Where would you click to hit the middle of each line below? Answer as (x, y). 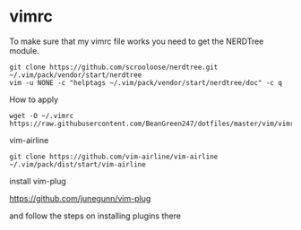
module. (25, 50)
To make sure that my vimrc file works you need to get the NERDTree (137, 41)
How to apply (34, 99)
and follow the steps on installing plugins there (95, 216)
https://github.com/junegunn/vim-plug (80, 198)
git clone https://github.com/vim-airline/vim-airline (114, 157)
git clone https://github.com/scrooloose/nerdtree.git (114, 67)
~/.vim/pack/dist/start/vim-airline (77, 164)
